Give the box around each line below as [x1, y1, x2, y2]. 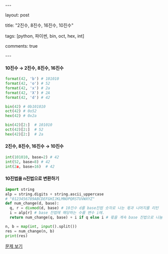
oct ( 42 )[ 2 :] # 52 [5, 127, 43, 133]
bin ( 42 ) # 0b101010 [5, 104, 46, 109]
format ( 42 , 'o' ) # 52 [5, 81, 50, 86]
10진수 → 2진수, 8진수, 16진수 [5, 65, 64, 71]
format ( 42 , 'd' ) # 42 [5, 95, 50, 100]
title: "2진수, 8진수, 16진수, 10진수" [5, 23, 74, 28]
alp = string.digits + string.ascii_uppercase [5, 191, 104, 197]
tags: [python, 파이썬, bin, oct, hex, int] [5, 33, 84, 39]
